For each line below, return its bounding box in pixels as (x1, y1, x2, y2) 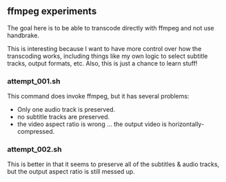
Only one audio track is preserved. (17, 105, 116, 114)
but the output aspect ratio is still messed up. (7, 168, 136, 176)
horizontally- (168, 120, 205, 128)
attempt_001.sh (7, 76, 61, 85)
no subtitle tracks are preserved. (17, 113, 110, 121)
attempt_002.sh (7, 145, 62, 154)
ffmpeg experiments (7, 6, 97, 17)
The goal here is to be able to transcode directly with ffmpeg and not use (7, 23, 215, 32)
